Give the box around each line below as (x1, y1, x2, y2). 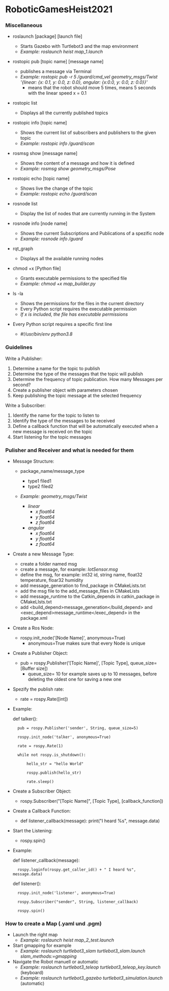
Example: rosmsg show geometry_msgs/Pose (20, 166, 116, 172)
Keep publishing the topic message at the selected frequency (12, 392, 142, 398)
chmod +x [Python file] (12, 265, 61, 271)
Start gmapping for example (12, 943, 72, 949)
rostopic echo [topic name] (12, 175, 70, 182)
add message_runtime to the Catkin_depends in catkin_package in (20, 593, 159, 600)
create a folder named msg (20, 561, 77, 567)
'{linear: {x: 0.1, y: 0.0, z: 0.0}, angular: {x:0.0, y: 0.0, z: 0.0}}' (20, 79, 148, 85)
